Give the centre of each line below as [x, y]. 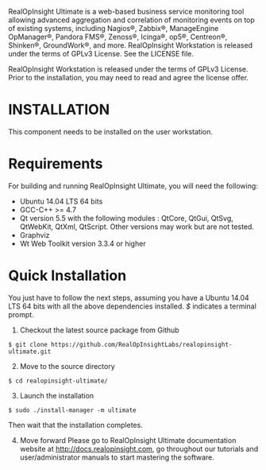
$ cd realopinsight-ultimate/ [58, 381]
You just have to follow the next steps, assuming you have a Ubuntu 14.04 [129, 297]
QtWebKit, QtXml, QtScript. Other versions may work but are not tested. [137, 227]
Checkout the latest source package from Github [100, 330]
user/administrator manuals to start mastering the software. [117, 457]
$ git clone [28, 344]
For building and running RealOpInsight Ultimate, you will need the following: [133, 185]
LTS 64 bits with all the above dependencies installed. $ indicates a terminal [132, 306]
